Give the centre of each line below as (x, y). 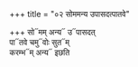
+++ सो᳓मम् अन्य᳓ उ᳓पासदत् (53, 32)
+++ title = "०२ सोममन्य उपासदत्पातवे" (69, 14)
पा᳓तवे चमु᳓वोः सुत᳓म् (40, 42)
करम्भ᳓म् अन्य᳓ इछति (40, 53)
